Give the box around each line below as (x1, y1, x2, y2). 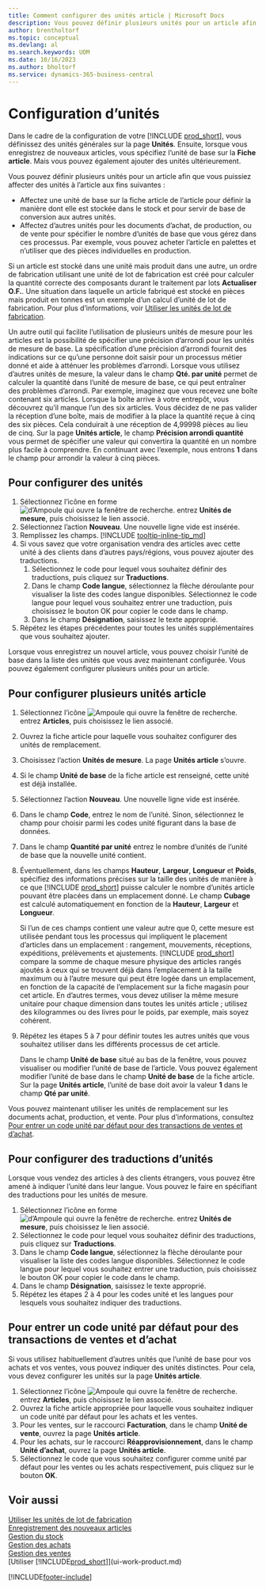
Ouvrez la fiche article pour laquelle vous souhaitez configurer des (19, 732, 237, 741)
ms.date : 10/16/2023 (8, 56, 77, 64)
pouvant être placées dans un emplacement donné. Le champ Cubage (19, 891, 251, 901)
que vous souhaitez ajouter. (19, 631, 110, 642)
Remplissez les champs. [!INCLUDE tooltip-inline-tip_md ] (19, 531, 206, 540)
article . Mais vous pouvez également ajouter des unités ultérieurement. (8, 156, 241, 166)
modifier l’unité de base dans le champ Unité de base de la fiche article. (19, 1072, 255, 1081)
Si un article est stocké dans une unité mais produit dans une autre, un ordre (8, 261, 257, 270)
